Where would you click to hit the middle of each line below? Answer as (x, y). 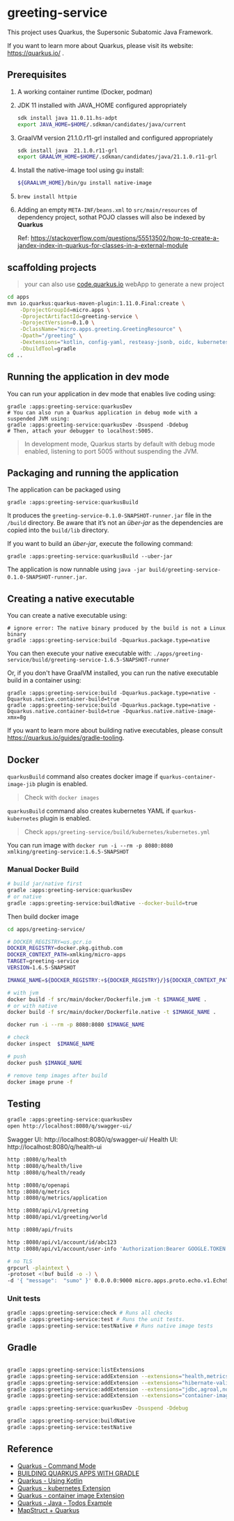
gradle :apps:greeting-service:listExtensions (76, 1370)
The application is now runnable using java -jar (77, 570)
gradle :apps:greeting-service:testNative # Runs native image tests (110, 1326)
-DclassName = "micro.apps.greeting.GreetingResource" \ (101, 329)
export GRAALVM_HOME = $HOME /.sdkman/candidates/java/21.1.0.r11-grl (117, 157)
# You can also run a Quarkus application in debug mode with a (102, 412)
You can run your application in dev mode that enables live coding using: (111, 393)
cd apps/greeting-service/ (46, 929)
